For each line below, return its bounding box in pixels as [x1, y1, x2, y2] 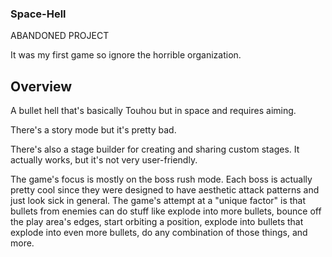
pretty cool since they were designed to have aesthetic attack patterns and [10, 184, 320, 196]
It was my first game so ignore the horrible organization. [10, 49, 242, 61]
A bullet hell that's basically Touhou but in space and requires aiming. [10, 105, 297, 117]
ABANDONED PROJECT [10, 30, 110, 42]
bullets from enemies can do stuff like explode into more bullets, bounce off [10, 205, 322, 217]
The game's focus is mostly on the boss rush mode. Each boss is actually [10, 173, 313, 186]
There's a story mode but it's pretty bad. [10, 124, 177, 136]
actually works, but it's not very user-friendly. [10, 154, 198, 166]
